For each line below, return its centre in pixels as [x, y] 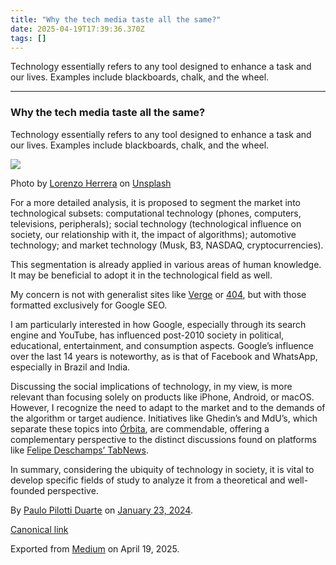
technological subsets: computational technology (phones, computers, [156, 213]
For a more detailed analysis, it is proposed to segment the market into [155, 202]
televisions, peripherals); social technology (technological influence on [156, 223]
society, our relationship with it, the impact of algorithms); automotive [153, 234]
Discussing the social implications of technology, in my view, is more [151, 386]
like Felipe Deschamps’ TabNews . [79, 450]
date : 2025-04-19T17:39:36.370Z [77, 29]
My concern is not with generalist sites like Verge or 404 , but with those [158, 294]
